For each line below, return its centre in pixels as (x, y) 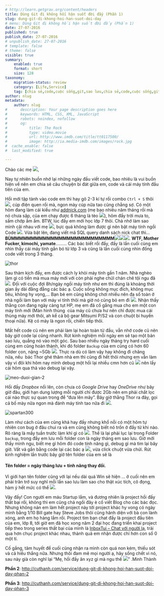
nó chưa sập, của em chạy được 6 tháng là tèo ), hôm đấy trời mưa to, (77, 215)
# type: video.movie (36, 133)
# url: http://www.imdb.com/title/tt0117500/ (62, 137)
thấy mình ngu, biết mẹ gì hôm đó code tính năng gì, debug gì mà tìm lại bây (81, 443)
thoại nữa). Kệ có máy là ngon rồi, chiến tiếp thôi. (54, 321)
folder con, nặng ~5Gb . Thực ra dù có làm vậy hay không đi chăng (75, 352)
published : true (21, 32)
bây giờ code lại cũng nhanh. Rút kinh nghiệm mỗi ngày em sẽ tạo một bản (80, 335)
